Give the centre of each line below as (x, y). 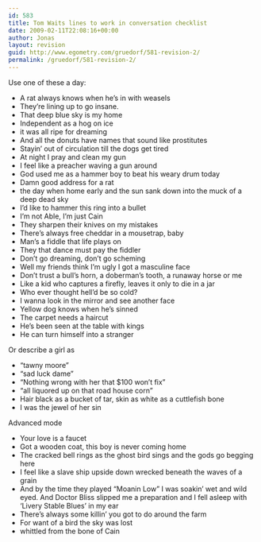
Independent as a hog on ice (66, 123)
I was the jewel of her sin (60, 407)
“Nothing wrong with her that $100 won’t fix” (92, 381)
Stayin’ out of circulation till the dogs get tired (94, 149)
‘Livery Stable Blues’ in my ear (69, 505)
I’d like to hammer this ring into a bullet (83, 207)
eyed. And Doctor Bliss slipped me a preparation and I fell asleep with (133, 497)
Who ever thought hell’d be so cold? (79, 292)
